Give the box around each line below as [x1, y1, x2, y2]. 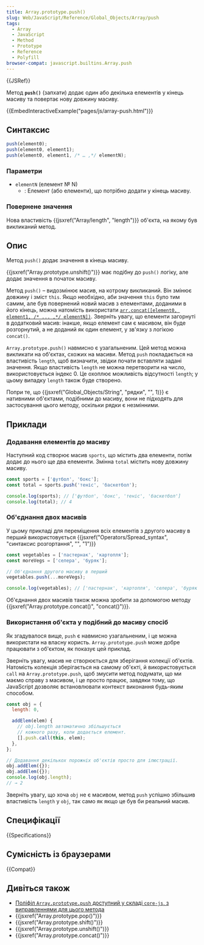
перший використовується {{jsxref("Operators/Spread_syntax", [6, 533, 169, 541]
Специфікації [6, 815, 60, 826]
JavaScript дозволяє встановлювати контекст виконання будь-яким [6, 683, 184, 690]
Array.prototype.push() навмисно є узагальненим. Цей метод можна [6, 344, 186, 351]
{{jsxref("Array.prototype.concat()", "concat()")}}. [6, 603, 131, 610]
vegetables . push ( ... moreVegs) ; [6, 574, 86, 581]
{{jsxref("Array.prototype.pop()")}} [15, 912, 102, 920]
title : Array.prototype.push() [6, 9, 86, 15]
